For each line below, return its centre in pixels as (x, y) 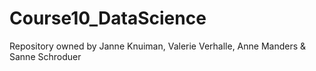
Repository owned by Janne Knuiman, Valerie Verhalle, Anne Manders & (158, 46)
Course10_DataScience (108, 18)
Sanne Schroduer (45, 56)
